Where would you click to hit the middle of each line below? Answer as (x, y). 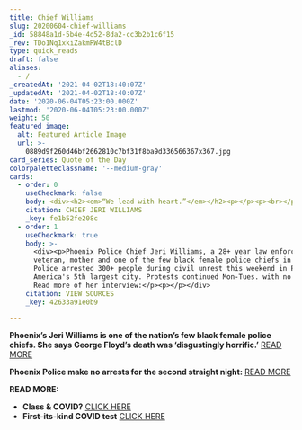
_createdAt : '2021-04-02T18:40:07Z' (78, 85)
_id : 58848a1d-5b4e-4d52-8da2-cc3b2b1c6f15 (92, 34)
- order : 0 (38, 185)
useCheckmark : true (62, 235)
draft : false (34, 59)
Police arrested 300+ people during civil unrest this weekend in (160, 269)
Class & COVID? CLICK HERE (77, 407)
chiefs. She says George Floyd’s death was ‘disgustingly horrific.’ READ (146, 345)
